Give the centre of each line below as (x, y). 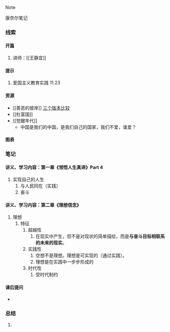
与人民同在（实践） (40, 186)
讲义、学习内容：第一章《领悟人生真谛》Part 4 (54, 167)
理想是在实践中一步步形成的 (65, 262)
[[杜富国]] (23, 114)
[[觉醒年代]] (25, 121)
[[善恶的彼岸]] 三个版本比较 (41, 108)
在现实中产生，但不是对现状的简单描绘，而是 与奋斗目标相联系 (100, 236)
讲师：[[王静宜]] (30, 58)
